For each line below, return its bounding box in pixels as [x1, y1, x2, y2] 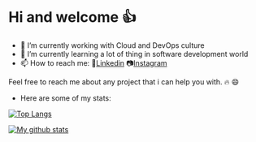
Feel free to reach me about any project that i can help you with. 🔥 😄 [8, 76, 240, 87]
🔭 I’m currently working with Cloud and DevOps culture [20, 40, 205, 50]
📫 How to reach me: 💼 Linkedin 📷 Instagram [20, 58, 168, 67]
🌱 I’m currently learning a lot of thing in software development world [20, 49, 249, 58]
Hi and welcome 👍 [8, 8, 137, 27]
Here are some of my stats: [20, 93, 111, 103]
